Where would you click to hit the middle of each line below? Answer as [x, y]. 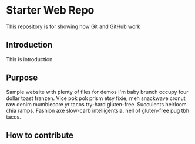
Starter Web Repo [50, 10]
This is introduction [29, 59]
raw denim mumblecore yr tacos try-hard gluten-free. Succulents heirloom [96, 104]
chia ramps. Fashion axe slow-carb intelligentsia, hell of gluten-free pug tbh [98, 110]
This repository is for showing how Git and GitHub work [73, 26]
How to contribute [40, 135]
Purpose [22, 78]
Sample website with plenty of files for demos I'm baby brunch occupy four [97, 92]
